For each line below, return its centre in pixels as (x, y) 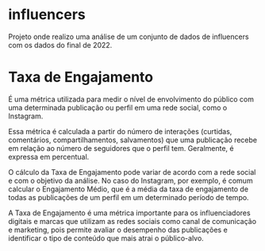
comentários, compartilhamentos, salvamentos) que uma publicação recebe (133, 140)
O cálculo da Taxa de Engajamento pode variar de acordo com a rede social (132, 172)
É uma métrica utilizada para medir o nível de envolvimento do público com (131, 99)
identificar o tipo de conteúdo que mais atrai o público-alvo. (106, 238)
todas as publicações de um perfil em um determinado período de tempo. (129, 197)
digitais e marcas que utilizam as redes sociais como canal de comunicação (132, 221)
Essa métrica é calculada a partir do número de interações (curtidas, (120, 131)
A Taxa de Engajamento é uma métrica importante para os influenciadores (130, 213)
